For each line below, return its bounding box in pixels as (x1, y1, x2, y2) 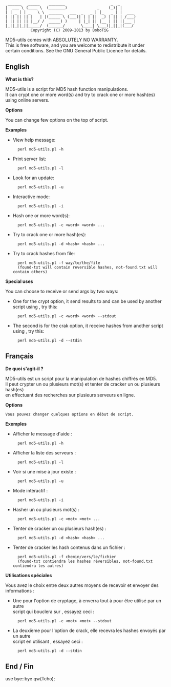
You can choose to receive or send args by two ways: (5, 288, 119, 294)
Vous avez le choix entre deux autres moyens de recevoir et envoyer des (5, 582, 159, 588)
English (5, 63, 30, 71)
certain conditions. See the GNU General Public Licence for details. (5, 48, 147, 53)
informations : (5, 587, 35, 594)
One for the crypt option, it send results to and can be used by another (12, 298, 162, 304)
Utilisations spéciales (5, 572, 52, 578)
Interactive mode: (12, 194, 50, 200)
